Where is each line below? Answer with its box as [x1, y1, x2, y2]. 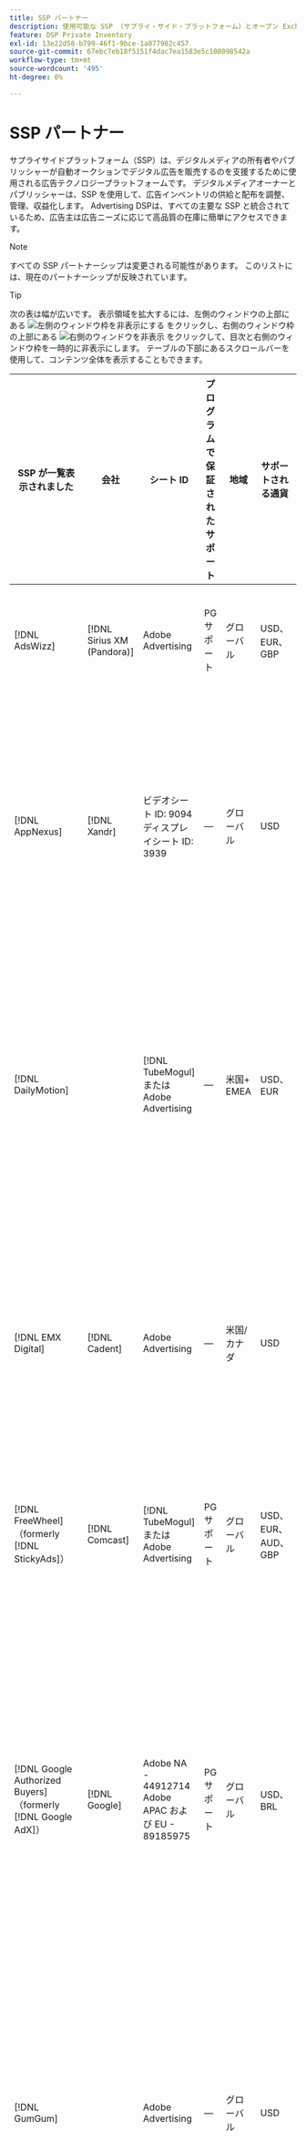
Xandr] [87, 825, 117, 838]
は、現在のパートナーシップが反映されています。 [9, 271, 192, 282]
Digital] [14, 1342, 46, 1355]
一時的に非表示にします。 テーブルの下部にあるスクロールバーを [48, 343, 290, 353]
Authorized [14, 1774, 62, 1787]
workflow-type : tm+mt [9, 56, 92, 65]
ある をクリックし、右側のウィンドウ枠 [9, 320, 295, 331]
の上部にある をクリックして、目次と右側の [9, 331, 278, 342]
